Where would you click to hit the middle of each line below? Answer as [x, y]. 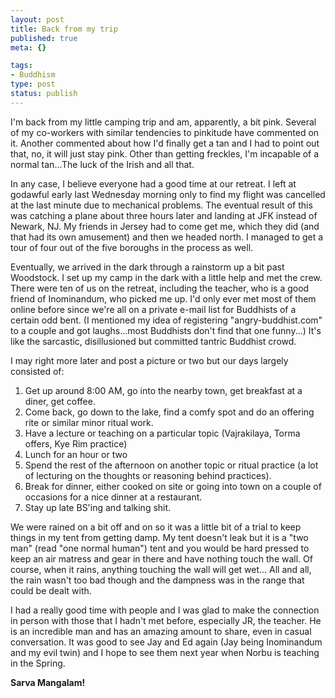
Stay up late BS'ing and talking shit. [98, 507]
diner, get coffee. [60, 401]
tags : [21, 66]
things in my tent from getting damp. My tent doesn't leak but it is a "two [159, 537]
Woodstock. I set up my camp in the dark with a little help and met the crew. [166, 277]
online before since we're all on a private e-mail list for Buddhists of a [153, 309]
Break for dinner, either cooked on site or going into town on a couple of [173, 486]
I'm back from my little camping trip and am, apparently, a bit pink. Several [163, 122]
